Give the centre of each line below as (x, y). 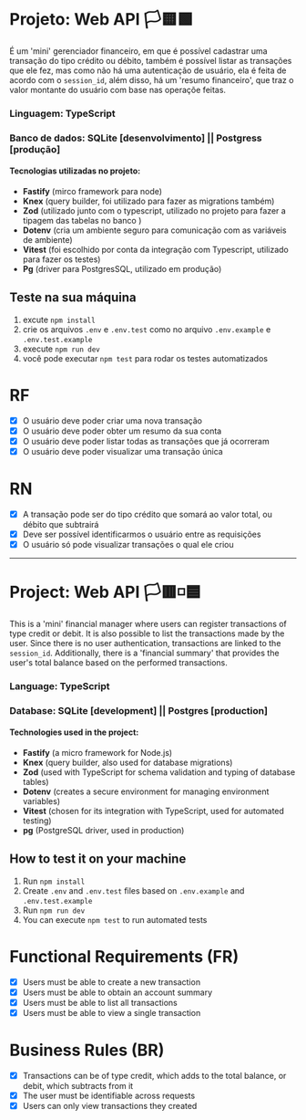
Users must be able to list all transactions (100, 1002)
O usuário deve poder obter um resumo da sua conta (122, 431)
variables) (41, 801)
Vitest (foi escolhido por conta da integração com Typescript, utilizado (156, 249)
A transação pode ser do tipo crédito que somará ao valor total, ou (148, 514)
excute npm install (59, 319)
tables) (36, 782)
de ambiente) (47, 239)
